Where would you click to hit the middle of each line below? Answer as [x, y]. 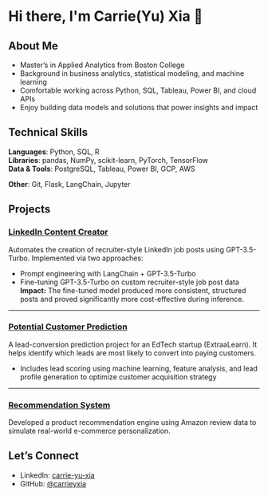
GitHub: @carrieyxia [53, 483]
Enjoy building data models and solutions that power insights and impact [139, 107]
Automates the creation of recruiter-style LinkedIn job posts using [116, 249]
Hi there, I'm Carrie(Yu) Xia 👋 [106, 16]
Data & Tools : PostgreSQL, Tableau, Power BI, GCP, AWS [102, 169]
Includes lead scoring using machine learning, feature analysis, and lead [138, 368]
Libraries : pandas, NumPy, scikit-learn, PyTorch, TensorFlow [108, 160]
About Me [33, 46]
